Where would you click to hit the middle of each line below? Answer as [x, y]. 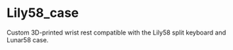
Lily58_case [43, 13]
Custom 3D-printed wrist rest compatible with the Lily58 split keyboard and [116, 32]
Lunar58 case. [28, 39]
